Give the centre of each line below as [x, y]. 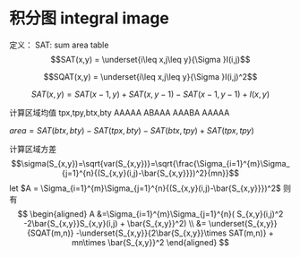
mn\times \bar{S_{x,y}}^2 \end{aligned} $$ [150, 242]
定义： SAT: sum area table [59, 45]
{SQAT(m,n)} [50, 233]
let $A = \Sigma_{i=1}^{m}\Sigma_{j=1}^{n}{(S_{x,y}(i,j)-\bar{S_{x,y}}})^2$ [145, 188]
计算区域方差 [33, 149]
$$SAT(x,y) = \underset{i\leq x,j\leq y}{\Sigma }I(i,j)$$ [150, 59]
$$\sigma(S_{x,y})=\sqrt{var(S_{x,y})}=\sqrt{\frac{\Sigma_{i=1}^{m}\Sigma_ [150, 163]
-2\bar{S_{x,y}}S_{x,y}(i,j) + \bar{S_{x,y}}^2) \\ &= [116, 223]
